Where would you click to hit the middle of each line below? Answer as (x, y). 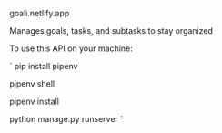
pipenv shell (32, 84)
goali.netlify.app (40, 13)
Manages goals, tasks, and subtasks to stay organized (111, 31)
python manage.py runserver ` (66, 119)
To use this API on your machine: (71, 48)
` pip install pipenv (44, 66)
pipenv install (34, 101)
